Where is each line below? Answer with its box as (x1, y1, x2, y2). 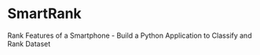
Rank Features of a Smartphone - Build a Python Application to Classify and (7, 31, 252, 40)
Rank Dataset (7, 38, 51, 48)
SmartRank (7, 5, 82, 23)
